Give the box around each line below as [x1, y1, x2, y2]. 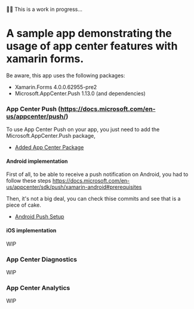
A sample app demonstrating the [6, 27, 172, 40]
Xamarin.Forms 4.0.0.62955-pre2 [14, 83, 97, 90]
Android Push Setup [14, 213, 64, 220]
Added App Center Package [14, 144, 84, 151]
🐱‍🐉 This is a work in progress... [6, 6, 82, 13]
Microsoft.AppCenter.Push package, [6, 132, 96, 140]
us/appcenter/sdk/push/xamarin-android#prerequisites [6, 183, 142, 191]
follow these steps [6, 177, 51, 184]
